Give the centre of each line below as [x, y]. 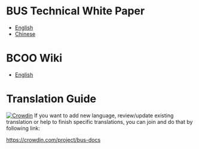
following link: [23, 128]
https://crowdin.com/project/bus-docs [53, 139]
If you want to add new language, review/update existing [104, 115]
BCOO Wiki [34, 58]
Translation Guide [51, 99]
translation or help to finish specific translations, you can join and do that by [99, 121]
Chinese [25, 34]
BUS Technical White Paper [76, 11]
